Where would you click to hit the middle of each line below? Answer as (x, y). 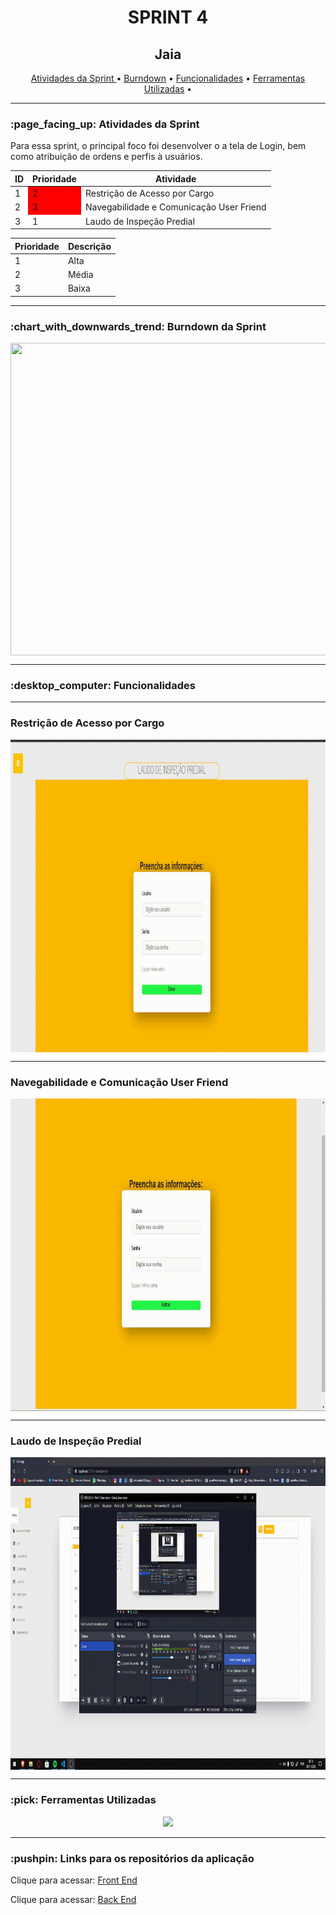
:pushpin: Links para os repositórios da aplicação (132, 1858)
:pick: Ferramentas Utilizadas (83, 1800)
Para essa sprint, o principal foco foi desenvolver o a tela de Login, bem (158, 146)
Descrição (89, 246)
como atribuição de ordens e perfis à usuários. (106, 157)
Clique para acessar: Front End (74, 1880)
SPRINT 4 (168, 17)
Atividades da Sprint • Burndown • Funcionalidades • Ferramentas (168, 78)
